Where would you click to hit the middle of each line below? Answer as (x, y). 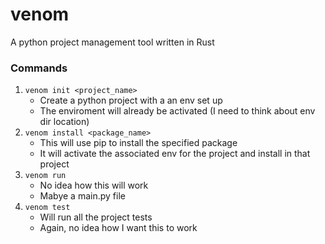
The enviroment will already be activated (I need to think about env (177, 111)
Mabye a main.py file (82, 196)
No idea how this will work (94, 185)
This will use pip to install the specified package (138, 143)
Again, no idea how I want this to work (118, 228)
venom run (45, 176)
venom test (47, 208)
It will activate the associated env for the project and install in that (175, 154)
